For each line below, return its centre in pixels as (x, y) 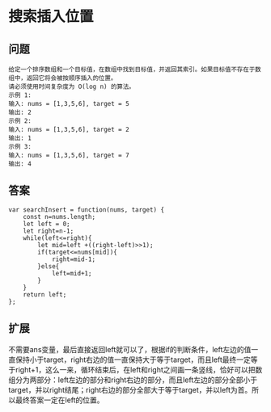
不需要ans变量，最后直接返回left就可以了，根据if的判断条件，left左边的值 (130, 349)
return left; (45, 294)
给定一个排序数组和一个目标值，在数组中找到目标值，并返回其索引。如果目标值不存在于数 (135, 69)
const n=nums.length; (59, 217)
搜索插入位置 (51, 17)
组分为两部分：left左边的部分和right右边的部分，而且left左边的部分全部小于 (133, 380)
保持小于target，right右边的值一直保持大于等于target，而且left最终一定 (133, 359)
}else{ (49, 266)
